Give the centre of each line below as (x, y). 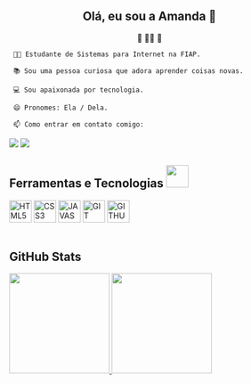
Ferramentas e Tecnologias (87, 184)
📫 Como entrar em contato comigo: (78, 124)
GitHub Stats (45, 257)
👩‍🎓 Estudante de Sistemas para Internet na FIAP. (107, 54)
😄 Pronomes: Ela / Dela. (61, 108)
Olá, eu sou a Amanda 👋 (150, 16)
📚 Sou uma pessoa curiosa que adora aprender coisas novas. (128, 71)
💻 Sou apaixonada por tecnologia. (78, 90)
